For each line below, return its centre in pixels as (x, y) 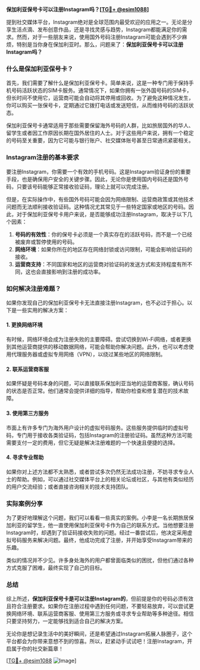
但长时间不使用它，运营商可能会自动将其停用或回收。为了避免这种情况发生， (100, 98)
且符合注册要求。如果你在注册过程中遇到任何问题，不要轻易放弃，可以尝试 (97, 606)
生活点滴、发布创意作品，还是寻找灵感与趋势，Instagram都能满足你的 (96, 30)
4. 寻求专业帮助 (25, 457)
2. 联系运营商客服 (28, 369)
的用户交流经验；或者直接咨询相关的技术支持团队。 (69, 487)
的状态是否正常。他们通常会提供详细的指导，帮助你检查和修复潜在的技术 (95, 391)
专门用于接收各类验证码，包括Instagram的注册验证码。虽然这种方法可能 (104, 435)
